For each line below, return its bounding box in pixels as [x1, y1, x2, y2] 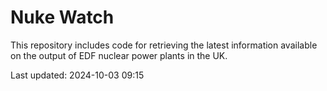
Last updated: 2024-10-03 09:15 [10, 69, 145, 81]
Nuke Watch [10, 6, 115, 29]
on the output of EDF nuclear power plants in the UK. [10, 49, 228, 61]
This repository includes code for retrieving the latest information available [10, 39, 318, 51]
